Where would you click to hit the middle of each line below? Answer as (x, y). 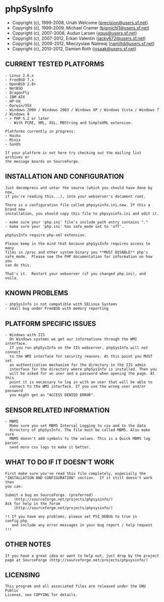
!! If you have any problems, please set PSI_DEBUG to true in (71, 517)
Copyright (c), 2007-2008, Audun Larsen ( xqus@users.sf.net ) (75, 33)
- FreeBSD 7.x (20, 80)
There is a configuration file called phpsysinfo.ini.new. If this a (78, 205)
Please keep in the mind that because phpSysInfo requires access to (78, 244)
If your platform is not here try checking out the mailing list (73, 153)
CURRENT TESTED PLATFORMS (55, 64)
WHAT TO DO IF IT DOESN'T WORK (60, 462)
